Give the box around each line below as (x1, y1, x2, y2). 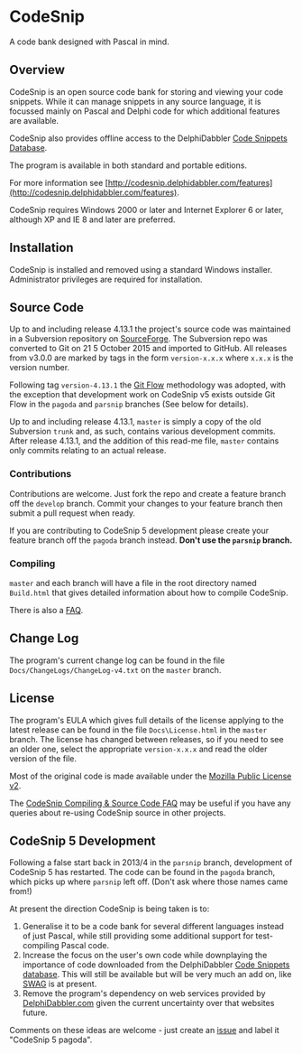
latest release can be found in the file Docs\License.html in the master (9, 724, 268, 735)
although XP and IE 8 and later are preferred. (9, 214, 176, 225)
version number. (9, 362, 70, 373)
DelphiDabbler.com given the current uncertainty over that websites (22, 998, 275, 1009)
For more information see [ (9, 177, 108, 188)
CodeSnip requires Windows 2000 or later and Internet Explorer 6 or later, (9, 204, 284, 215)
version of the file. (9, 752, 78, 764)
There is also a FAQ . (9, 604, 84, 615)
